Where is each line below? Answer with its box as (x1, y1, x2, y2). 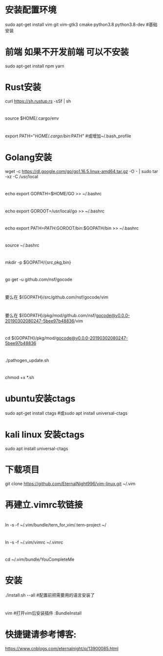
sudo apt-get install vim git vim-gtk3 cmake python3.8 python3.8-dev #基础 (5, 21, 158, 27)
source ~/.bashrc (5, 242, 40, 248)
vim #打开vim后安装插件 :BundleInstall (5, 610, 82, 616)
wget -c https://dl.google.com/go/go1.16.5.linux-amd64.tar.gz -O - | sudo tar (5, 169, 159, 174)
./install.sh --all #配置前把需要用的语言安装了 (5, 592, 95, 598)
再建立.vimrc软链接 (5, 499, 83, 510)
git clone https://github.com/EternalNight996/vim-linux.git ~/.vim (5, 481, 136, 487)
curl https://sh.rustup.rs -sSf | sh (5, 98, 71, 104)
